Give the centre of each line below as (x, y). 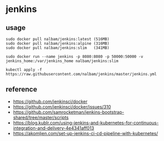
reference (21, 89)
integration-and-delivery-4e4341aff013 (54, 128)
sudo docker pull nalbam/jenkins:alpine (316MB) (58, 43)
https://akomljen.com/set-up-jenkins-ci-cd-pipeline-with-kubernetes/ (85, 133)
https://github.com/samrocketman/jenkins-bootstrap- (69, 112)
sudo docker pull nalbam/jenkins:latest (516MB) (58, 39)
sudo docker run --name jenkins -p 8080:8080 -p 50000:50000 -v (74, 56)
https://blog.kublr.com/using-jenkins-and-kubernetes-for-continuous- (86, 122)
